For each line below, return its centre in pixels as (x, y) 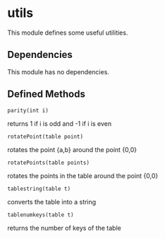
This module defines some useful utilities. (68, 33)
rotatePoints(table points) (49, 163)
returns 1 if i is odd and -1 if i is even (59, 123)
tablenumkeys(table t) (41, 215)
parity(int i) (28, 110)
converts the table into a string (52, 202)
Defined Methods (47, 94)
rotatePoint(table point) (45, 136)
